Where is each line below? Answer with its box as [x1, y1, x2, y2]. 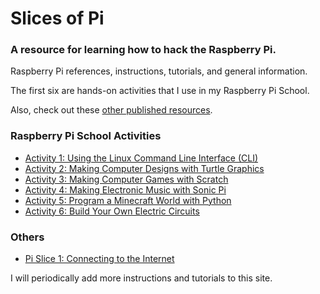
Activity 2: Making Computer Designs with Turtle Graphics [24, 162, 265, 174]
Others [10, 230, 45, 244]
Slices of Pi [10, 7, 105, 30]
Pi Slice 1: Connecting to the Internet [24, 253, 175, 265]
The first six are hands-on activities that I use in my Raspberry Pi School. [10, 85, 310, 97]
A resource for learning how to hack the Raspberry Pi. [10, 43, 277, 57]
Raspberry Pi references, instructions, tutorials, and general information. [10, 65, 308, 77]
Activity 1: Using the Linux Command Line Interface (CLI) [24, 152, 259, 164]
